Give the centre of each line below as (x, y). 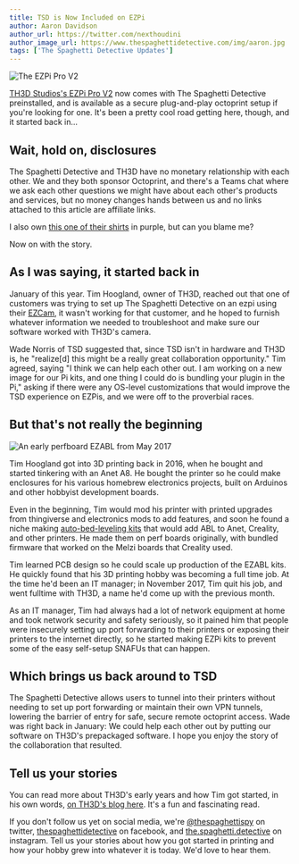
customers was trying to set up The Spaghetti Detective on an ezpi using (143, 303)
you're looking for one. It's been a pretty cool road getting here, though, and (149, 113)
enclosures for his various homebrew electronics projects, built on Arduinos (149, 482)
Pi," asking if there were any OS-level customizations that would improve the (150, 387)
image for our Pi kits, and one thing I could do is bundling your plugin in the (147, 377)
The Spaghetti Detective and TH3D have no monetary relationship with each (149, 172)
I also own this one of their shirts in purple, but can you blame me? (132, 226)
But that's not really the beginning (106, 425)
